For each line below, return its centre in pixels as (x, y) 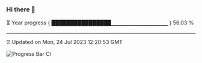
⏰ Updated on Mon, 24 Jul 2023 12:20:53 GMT (65, 42)
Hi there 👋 (21, 10)
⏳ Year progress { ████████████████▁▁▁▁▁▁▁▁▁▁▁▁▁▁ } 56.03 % (100, 23)
